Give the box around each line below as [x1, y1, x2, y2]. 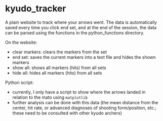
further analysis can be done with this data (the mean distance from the [12, 99, 159, 105]
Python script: [5, 80, 34, 85]
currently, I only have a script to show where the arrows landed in [12, 89, 146, 95]
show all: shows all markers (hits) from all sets [12, 65, 106, 71]
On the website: [5, 39, 38, 45]
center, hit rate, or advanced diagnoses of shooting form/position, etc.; [12, 105, 157, 111]
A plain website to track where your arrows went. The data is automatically [5, 19, 157, 25]
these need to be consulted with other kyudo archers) [12, 110, 122, 116]
